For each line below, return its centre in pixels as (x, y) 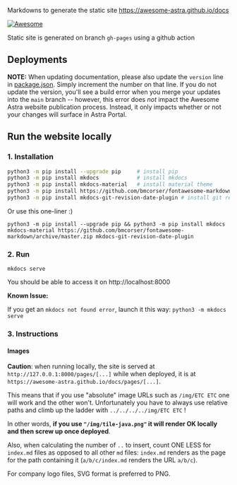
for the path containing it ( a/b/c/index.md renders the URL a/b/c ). (102, 460)
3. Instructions (33, 334)
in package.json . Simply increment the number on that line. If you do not (112, 84)
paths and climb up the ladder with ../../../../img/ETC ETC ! (97, 410)
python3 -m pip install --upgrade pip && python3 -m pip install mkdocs (116, 224)
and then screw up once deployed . (59, 431)
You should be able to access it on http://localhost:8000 (89, 282)
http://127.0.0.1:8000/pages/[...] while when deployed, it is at (102, 374)
